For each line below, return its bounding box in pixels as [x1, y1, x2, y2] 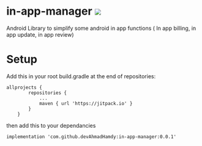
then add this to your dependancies [6, 122, 96, 129]
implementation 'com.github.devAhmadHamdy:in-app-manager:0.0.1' [6, 133, 176, 140]
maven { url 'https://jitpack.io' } [39, 100, 133, 106]
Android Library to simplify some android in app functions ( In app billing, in [6, 24, 196, 32]
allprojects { [6, 84, 43, 90]
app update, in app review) [6, 31, 75, 38]
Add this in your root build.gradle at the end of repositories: [6, 72, 156, 80]
